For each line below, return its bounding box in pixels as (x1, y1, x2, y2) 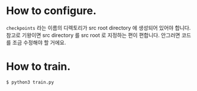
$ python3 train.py (6, 79, 54, 85)
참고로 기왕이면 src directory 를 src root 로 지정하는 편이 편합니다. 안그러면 (6, 31, 180, 39)
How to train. (6, 60, 71, 73)
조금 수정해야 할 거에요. (12, 39, 66, 46)
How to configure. (6, 4, 96, 18)
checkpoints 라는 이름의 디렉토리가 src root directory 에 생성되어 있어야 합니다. (6, 24, 191, 31)
